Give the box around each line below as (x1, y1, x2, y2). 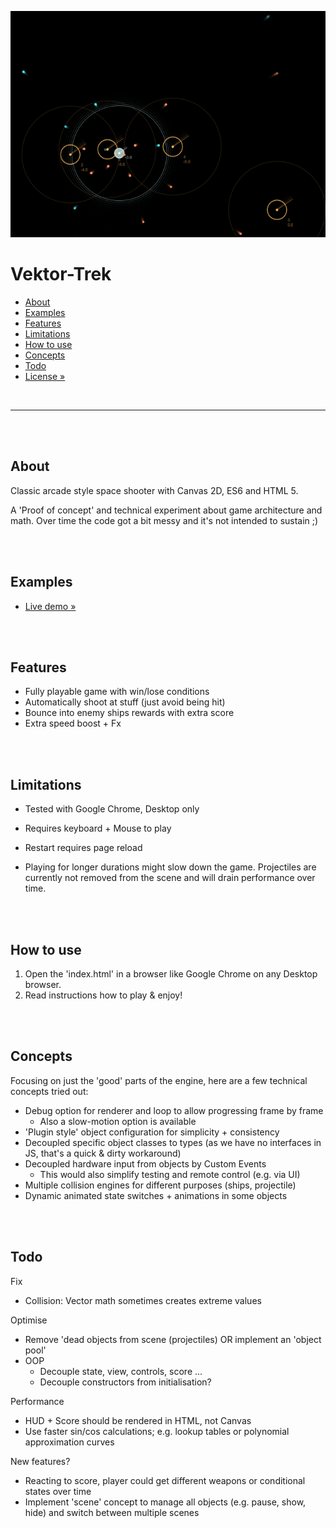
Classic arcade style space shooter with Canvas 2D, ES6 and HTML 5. (10, 484, 299, 496)
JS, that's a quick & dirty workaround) (24, 1147, 182, 1159)
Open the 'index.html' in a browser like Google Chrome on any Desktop (24, 968, 318, 980)
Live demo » (24, 600, 77, 612)
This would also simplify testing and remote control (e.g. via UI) (39, 1168, 301, 1180)
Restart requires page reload (24, 842, 143, 854)
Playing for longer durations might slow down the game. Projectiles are (24, 861, 317, 873)
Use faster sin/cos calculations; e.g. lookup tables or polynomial (24, 1425, 290, 1437)
